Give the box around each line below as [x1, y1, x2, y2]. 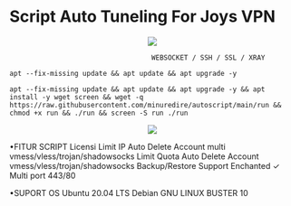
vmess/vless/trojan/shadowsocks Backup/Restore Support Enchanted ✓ [9, 160, 280, 171]
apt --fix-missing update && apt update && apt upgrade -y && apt [9, 84, 266, 94]
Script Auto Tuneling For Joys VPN [9, 6, 276, 27]
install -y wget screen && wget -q [9, 92, 144, 101]
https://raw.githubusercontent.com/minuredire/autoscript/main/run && [9, 100, 282, 109]
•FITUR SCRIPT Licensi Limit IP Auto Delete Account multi [9, 141, 227, 152]
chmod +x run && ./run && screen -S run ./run [9, 108, 189, 117]
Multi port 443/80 [9, 170, 76, 181]
